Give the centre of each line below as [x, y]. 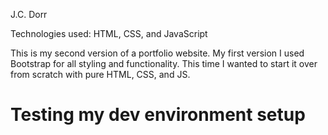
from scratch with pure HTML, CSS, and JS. [100, 74]
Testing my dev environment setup [158, 115]
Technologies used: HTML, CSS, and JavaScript [109, 33]
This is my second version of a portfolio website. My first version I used [157, 53]
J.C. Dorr [29, 14]
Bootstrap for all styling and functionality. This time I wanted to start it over [164, 63]
